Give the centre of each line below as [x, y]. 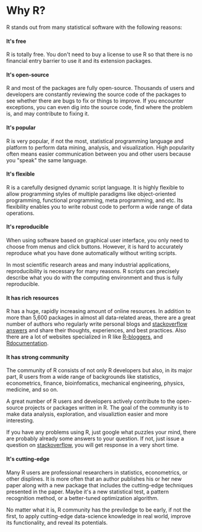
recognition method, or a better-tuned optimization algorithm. [82, 498]
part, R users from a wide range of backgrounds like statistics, [84, 377]
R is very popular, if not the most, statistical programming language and [95, 141]
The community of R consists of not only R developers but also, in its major [99, 370]
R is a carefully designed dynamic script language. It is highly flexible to [95, 187]
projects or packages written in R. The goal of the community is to [107, 408]
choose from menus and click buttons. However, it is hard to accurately [95, 246]
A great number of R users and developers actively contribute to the [91, 401]
